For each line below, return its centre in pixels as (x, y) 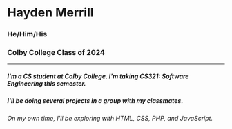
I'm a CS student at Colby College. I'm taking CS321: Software (98, 76)
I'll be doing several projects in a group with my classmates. (95, 101)
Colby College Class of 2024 (56, 53)
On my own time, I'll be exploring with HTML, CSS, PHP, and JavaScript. (110, 118)
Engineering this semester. (47, 83)
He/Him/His (27, 34)
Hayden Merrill (51, 13)
